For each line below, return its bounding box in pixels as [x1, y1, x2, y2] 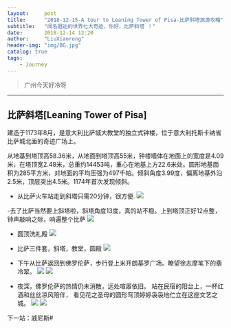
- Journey [19, 61, 48, 68]
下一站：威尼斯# [7, 314, 54, 323]
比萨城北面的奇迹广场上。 [7, 137, 80, 145]
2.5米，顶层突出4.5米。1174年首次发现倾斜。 [7, 178, 133, 186]
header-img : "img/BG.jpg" [7, 42, 81, 49]
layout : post [7, 10, 57, 17]
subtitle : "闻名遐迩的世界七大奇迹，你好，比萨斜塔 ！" [7, 23, 156, 30]
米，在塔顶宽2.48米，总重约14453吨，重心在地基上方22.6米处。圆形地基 [7, 161, 213, 169]
